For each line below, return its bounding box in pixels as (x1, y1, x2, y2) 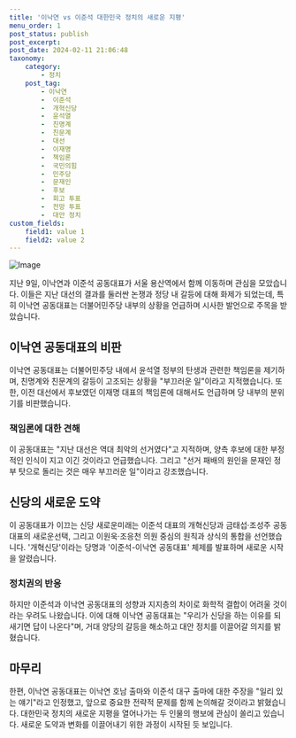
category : (25, 63, 62, 72)
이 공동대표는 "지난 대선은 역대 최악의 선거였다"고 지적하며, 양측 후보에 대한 (9, 444, 269, 454)
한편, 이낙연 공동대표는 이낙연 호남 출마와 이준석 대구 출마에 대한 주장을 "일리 (9, 686, 274, 696)
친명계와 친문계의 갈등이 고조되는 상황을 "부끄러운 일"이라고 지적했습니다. (20, 376, 274, 386)
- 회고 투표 (41, 194, 81, 204)
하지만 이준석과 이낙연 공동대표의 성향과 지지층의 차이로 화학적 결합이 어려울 (9, 599, 271, 610)
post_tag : (25, 79, 62, 88)
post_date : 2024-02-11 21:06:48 (9, 46, 128, 55)
